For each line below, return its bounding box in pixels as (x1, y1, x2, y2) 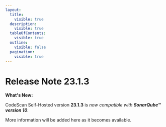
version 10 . (5, 107, 29, 113)
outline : (10, 40, 28, 45)
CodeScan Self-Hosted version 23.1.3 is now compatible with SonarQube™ (5, 102, 161, 108)
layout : (5, 7, 22, 13)
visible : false (14, 45, 46, 50)
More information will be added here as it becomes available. (5, 117, 132, 123)
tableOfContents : (10, 31, 46, 36)
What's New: (5, 92, 33, 98)
